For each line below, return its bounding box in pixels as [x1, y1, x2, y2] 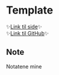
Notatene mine [6, 63, 42, 70]
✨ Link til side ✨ [6, 23, 42, 30]
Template [6, 4, 53, 17]
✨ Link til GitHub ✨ [6, 30, 49, 37]
